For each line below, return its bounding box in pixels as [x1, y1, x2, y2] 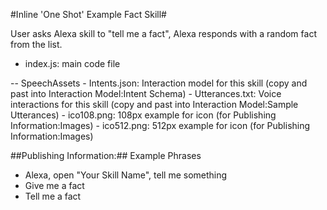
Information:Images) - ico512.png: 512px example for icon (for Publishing [10, 120, 311, 131]
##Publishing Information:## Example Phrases [10, 150, 202, 161]
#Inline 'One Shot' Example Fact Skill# [10, 9, 167, 20]
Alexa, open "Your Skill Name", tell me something [24, 169, 228, 181]
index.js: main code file [24, 58, 121, 69]
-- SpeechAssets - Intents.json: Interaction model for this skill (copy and [10, 77, 308, 89]
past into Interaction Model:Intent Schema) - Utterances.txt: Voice [10, 88, 282, 99]
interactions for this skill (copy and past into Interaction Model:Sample [10, 99, 299, 110]
